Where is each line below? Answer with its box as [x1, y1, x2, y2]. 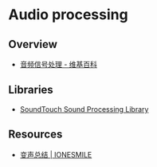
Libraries [8, 83, 53, 97]
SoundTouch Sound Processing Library [19, 104, 149, 113]
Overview [8, 38, 58, 51]
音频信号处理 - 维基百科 [19, 60, 98, 69]
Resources [8, 128, 63, 141]
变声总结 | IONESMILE [19, 149, 92, 159]
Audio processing [8, 6, 129, 24]
